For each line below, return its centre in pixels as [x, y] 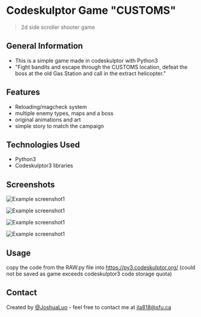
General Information [45, 46]
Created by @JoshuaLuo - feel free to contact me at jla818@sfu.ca [89, 307]
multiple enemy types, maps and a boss [64, 113]
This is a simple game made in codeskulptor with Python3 [86, 60]
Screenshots [31, 184]
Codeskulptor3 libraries [44, 165]
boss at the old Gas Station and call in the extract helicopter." [90, 73]
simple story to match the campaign [59, 126]
